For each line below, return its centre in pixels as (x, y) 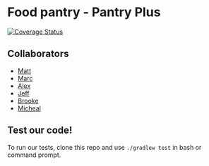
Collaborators (38, 54)
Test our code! (40, 130)
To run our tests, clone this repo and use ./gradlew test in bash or (104, 147)
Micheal (29, 108)
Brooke (28, 101)
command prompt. (34, 155)
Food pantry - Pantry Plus (84, 12)
